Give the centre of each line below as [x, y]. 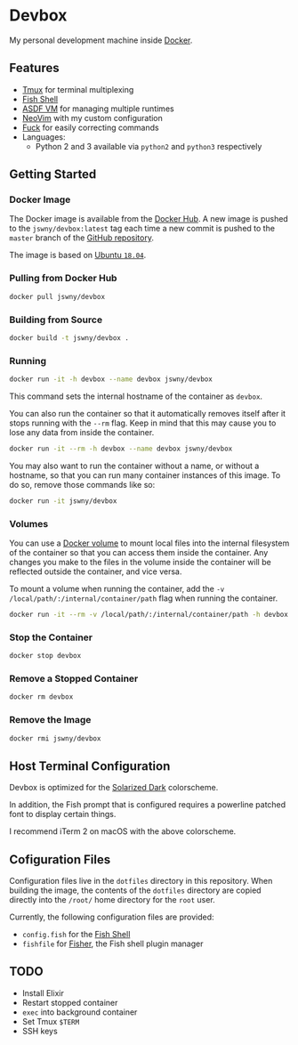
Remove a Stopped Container [74, 678]
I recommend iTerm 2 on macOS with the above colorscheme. [123, 831]
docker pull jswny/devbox [57, 296]
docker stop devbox [45, 656]
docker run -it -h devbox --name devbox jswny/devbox [111, 379]
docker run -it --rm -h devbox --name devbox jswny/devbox [121, 449]
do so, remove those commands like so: [82, 484]
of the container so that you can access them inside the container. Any [139, 552]
